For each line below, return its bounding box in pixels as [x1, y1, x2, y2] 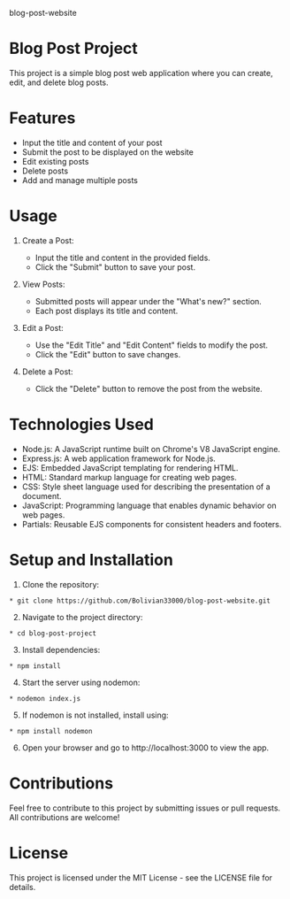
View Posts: [21, 279, 65, 289]
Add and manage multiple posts [21, 174, 139, 185]
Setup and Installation [9, 549, 174, 570]
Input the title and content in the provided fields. [34, 252, 210, 263]
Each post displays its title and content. [34, 305, 179, 316]
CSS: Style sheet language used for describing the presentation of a [21, 481, 271, 492]
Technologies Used [9, 415, 155, 434]
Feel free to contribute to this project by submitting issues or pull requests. [9, 803, 281, 813]
